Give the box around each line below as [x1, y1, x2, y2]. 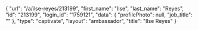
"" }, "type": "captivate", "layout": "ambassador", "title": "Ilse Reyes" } [5, 18, 177, 24]
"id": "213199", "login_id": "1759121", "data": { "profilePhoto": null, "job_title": [5, 11, 193, 18]
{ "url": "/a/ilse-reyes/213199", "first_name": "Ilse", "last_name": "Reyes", [5, 5, 184, 12]
